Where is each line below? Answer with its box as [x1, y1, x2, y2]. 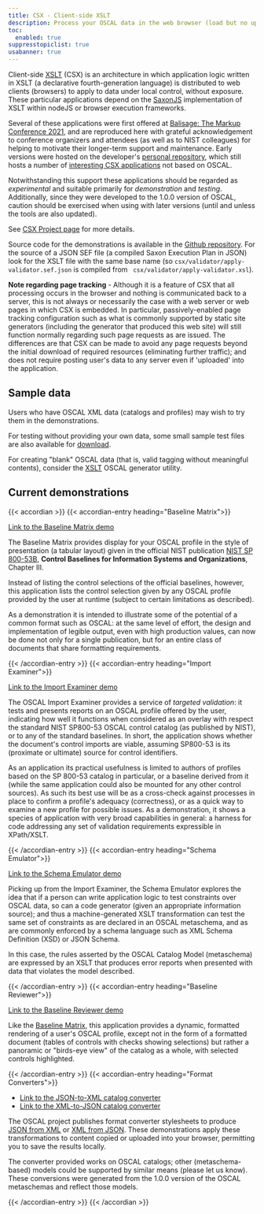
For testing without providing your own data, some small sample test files [8, 431, 245, 440]
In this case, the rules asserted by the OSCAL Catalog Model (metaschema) [8, 949, 253, 959]
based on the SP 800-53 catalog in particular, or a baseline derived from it [8, 771, 249, 781]
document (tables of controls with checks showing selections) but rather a [8, 1037, 249, 1046]
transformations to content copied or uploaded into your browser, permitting [8, 1133, 255, 1142]
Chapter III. [8, 562, 45, 572]
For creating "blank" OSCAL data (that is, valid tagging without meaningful [8, 455, 249, 464]
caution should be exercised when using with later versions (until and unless [8, 201, 255, 210]
